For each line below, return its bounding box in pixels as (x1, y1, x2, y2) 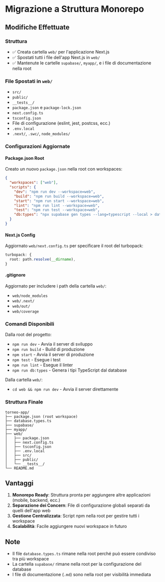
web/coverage (12, 309, 39, 314)
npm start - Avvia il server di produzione (12, 351, 94, 357)
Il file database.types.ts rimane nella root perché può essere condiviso (12, 551, 156, 556)
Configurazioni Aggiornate (5, 143, 70, 150)
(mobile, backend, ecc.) (12, 497, 60, 503)
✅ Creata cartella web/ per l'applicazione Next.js (12, 49, 110, 55)
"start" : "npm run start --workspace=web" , (14, 198, 105, 204)
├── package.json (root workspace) (5, 414, 78, 419)
